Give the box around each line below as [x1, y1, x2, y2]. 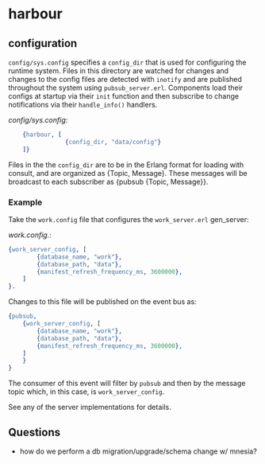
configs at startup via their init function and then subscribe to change [8, 92, 240, 100]
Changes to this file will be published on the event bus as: [8, 297, 197, 306]
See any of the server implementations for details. [8, 403, 172, 412]
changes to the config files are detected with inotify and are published [8, 75, 242, 84]
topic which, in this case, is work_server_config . [8, 387, 165, 396]
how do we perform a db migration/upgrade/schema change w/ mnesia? [19, 446, 258, 456]
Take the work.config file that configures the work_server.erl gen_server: [8, 214, 249, 224]
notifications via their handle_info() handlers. [8, 100, 158, 109]
